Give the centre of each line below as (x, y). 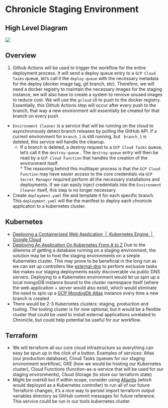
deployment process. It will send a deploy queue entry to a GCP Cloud (84, 73)
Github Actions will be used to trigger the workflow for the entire (79, 68)
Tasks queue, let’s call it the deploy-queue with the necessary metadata (86, 78)
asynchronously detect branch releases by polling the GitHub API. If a (85, 131)
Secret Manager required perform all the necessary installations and (90, 179)
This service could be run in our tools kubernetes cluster (71, 401)
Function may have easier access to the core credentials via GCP (86, 174)
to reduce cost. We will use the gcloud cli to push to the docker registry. (87, 100)
